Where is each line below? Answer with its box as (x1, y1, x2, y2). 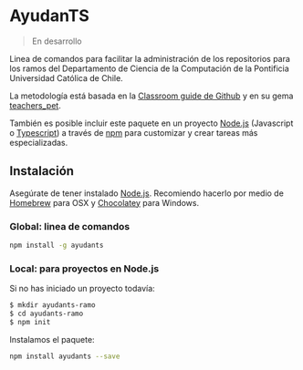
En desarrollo (31, 36, 82, 46)
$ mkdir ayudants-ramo (9, 301, 96, 310)
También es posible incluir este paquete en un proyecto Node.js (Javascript (9, 118, 294, 128)
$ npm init (9, 317, 51, 326)
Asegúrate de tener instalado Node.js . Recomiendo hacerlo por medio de (9, 188, 285, 199)
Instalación (9, 163, 75, 179)
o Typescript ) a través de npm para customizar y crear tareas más (9, 127, 258, 138)
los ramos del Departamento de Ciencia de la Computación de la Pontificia (9, 63, 289, 74)
